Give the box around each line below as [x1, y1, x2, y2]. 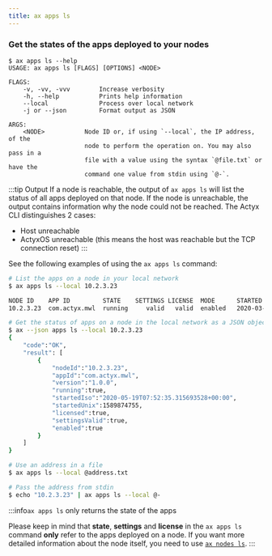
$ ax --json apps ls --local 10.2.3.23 [8, 326, 143, 334]
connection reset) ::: [19, 243, 87, 253]
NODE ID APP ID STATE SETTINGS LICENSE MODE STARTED [8, 296, 263, 304]
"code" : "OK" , [23, 342, 67, 350]
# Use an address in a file [8, 461, 104, 469]
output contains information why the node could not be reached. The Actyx [8, 202, 260, 211]
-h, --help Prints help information [23, 92, 183, 100]
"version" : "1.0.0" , [51, 379, 117, 387]
